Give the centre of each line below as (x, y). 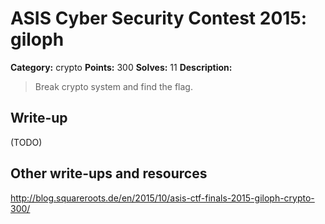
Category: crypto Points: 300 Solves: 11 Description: (121, 67)
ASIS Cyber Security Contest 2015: (159, 18)
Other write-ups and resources (109, 173)
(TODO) (26, 142)
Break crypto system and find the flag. (113, 86)
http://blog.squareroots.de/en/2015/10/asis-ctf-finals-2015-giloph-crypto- (162, 198)
